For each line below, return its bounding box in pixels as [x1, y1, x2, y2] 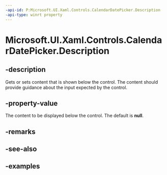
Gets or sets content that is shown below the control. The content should [5, 79, 158, 85]
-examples [5, 162, 40, 171]
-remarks [5, 127, 36, 136]
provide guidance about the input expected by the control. [5, 84, 127, 90]
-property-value [5, 99, 58, 108]
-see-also [5, 145, 37, 154]
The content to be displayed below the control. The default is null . [5, 113, 144, 119]
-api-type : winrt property [5, 12, 63, 17]
